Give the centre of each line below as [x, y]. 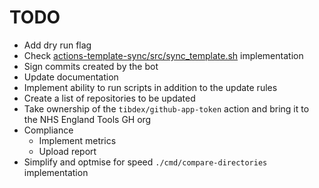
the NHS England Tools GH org [87, 119]
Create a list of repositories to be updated [109, 98]
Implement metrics [77, 140]
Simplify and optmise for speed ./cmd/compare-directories [145, 162]
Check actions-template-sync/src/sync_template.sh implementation [163, 55]
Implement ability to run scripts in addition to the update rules [150, 87]
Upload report [67, 151]
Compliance [48, 130]
